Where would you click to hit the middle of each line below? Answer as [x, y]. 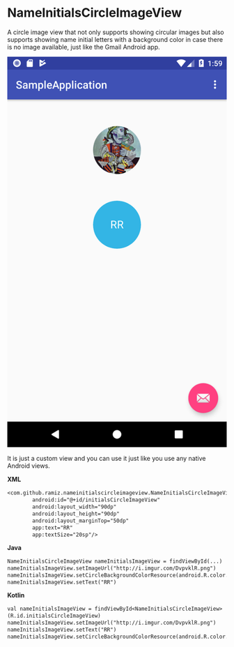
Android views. [29, 466]
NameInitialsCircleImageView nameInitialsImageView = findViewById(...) [115, 561]
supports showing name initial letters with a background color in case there [115, 39]
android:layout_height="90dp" [76, 514]
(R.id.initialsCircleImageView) [54, 616]
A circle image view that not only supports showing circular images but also [116, 32]
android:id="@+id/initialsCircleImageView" [96, 500]
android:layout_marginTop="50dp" [81, 521]
